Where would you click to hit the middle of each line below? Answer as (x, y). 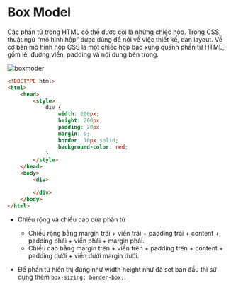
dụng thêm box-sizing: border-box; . (72, 277)
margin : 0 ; (74, 134)
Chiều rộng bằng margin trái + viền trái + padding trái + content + (124, 233)
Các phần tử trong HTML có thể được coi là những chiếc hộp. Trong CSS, (114, 32)
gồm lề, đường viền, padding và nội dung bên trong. (83, 54)
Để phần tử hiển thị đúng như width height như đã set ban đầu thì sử (117, 269)
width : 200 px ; (79, 114)
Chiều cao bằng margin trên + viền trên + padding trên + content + (126, 248)
